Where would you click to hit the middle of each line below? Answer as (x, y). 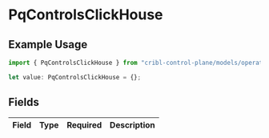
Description (132, 124)
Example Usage (48, 45)
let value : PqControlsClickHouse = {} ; (75, 77)
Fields (24, 102)
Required (84, 124)
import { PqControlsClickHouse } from (73, 63)
